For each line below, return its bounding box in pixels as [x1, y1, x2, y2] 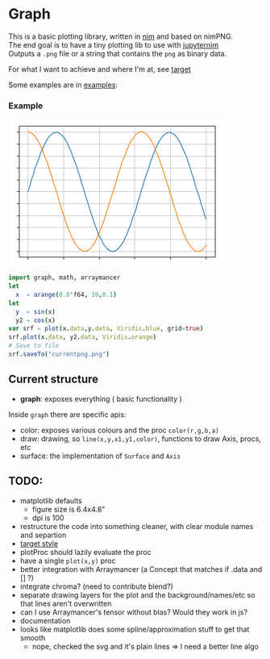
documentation [19, 615, 71, 625]
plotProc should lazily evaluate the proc [19, 547, 152, 557]
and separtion [19, 530, 67, 540]
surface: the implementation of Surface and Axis [19, 451, 181, 461]
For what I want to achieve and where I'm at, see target [8, 64, 191, 73]
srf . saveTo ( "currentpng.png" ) [8, 350, 110, 359]
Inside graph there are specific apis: [8, 409, 127, 419]
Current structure [8, 373, 99, 386]
